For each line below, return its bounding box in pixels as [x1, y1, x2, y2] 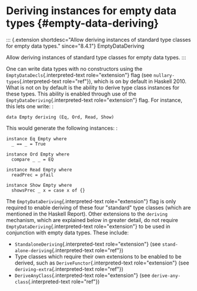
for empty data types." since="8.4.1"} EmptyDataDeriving [6, 42, 145, 49]
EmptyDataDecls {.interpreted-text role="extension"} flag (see [6, 71, 152, 78]
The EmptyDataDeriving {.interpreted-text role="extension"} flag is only [6, 197, 176, 204]
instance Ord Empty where [6, 151, 69, 157]
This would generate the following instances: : [6, 124, 118, 131]
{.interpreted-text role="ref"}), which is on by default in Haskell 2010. [19, 78, 187, 85]
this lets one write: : [6, 102, 54, 110]
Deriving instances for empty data [6, 4, 176, 18]
